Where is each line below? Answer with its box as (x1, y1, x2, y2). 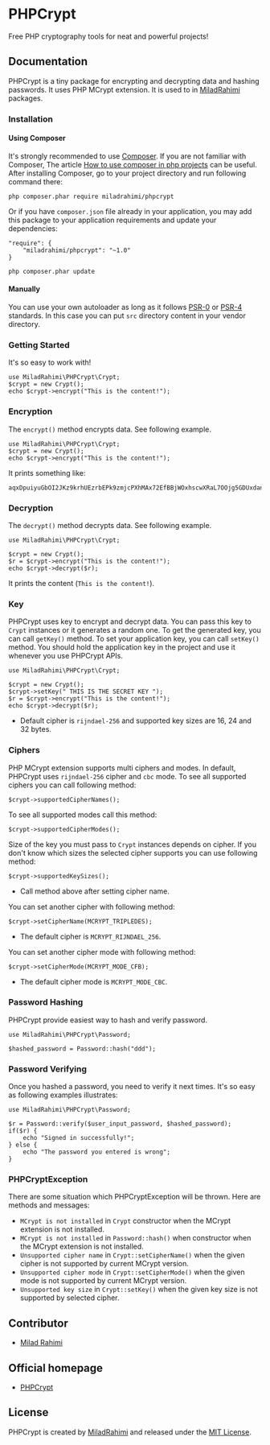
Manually (8, 284, 40, 294)
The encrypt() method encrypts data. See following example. (8, 424, 211, 434)
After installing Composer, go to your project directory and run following (8, 168, 247, 178)
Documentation (8, 55, 88, 68)
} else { (8, 1141, 38, 1150)
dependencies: (8, 223, 58, 233)
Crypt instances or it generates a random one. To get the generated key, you (8, 625, 261, 635)
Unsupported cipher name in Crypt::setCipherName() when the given (19, 1250, 245, 1260)
